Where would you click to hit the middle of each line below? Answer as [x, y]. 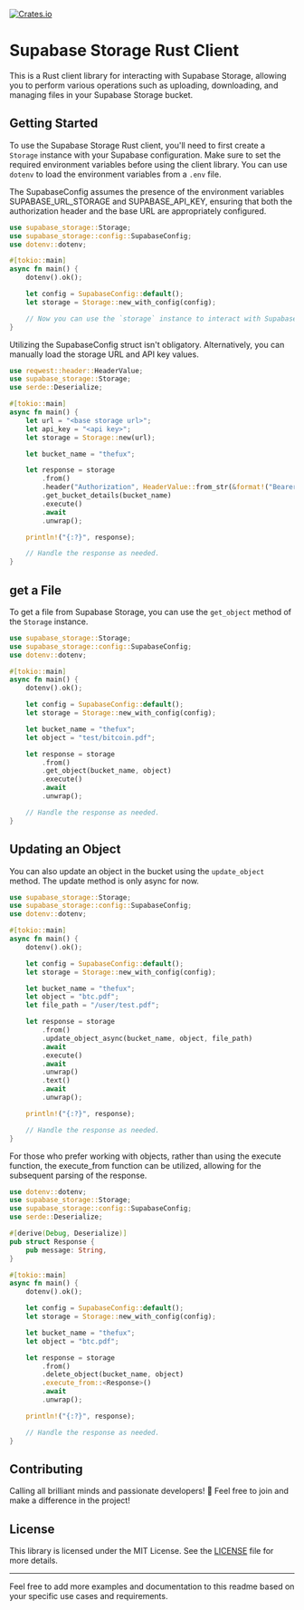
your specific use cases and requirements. [89, 1596]
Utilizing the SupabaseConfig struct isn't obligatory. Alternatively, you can [147, 344]
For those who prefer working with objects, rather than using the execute [146, 1156]
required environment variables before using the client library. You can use [148, 164]
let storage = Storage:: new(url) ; [90, 438]
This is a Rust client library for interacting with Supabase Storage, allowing [148, 75]
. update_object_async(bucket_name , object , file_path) [147, 1038]
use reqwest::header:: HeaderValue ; [76, 371]
